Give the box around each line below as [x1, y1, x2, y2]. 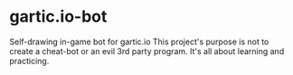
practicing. [9, 55, 50, 66]
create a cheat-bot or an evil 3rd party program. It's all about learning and [9, 45, 285, 56]
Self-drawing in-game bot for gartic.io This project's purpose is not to [9, 36, 269, 47]
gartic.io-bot [9, 6, 108, 27]
